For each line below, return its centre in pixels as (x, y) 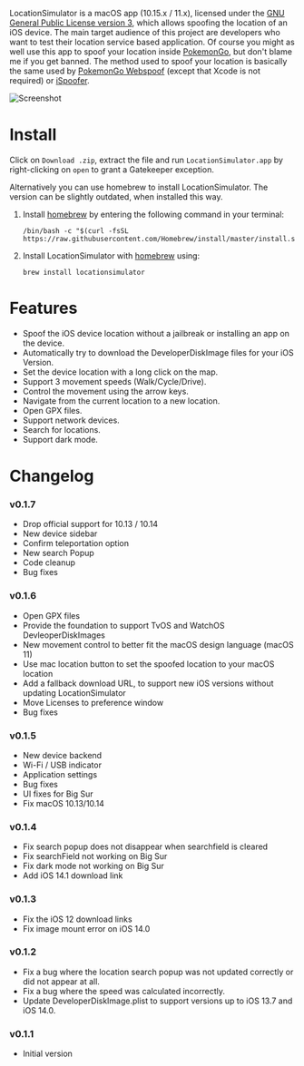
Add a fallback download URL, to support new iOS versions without (148, 683)
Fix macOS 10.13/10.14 (63, 803)
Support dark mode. (60, 439)
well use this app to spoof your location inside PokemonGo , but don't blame (151, 52)
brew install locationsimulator (83, 272)
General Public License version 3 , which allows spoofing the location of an (148, 23)
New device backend (62, 755)
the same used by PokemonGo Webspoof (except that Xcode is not (135, 71)
